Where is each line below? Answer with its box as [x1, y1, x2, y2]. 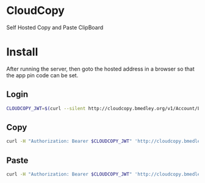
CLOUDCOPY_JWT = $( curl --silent [6, 105, 86, 111]
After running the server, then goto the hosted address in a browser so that [6, 65, 195, 72]
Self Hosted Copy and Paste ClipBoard [6, 24, 104, 31]
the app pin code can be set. [6, 71, 79, 79]
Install [6, 45, 38, 59]
